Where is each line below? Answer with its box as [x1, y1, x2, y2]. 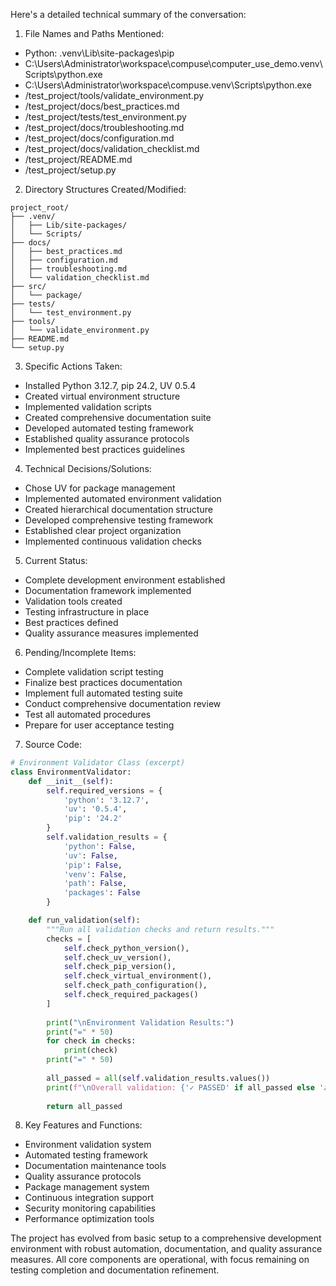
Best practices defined [24, 617, 119, 628]
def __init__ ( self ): [28, 776, 114, 786]
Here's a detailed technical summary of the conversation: [10, 9, 247, 20]
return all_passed [46, 1101, 123, 1111]
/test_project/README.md [24, 154, 133, 165]
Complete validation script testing [24, 666, 164, 678]
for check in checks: [46, 1036, 137, 1046]
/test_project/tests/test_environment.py [24, 111, 187, 123]
